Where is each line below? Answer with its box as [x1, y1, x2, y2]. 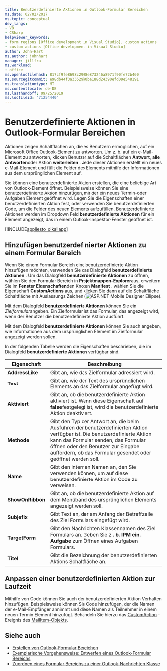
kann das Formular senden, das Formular [50, 437, 146, 443]
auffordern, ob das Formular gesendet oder [50, 449, 152, 456]
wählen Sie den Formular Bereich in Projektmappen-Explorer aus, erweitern [5, 278, 161, 284]
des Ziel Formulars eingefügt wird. [50, 517, 130, 524]
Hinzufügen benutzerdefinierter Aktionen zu [5, 241, 147, 249]
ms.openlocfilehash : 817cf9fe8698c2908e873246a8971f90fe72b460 [5, 72, 139, 77]
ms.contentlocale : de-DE [5, 86, 57, 91]
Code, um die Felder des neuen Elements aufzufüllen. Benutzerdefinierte [5, 206, 155, 212]
